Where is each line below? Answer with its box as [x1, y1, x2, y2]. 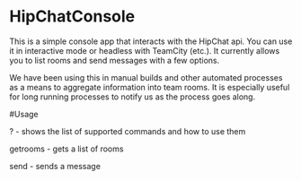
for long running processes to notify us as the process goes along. [9, 91, 256, 102]
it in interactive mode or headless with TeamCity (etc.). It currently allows [9, 45, 280, 56]
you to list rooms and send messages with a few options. [9, 55, 220, 65]
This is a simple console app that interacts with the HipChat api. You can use [9, 36, 293, 47]
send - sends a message [9, 160, 102, 171]
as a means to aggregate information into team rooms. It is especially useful [9, 81, 290, 92]
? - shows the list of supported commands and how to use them [9, 125, 246, 136]
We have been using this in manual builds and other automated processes [9, 72, 283, 82]
